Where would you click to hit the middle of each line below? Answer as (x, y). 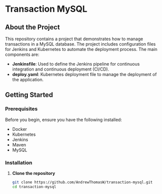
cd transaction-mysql (34, 187)
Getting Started (29, 95)
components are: (22, 54)
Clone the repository (34, 173)
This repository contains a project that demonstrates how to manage (74, 39)
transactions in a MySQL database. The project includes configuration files (80, 44)
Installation (19, 163)
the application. (28, 80)
